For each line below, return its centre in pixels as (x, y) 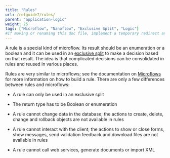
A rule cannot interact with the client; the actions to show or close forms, (88, 129)
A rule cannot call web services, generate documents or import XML (84, 150)
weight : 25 (17, 24)
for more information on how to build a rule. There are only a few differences (85, 79)
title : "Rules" (21, 10)
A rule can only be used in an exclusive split (58, 94)
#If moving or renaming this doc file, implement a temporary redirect (82, 33)
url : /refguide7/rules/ (30, 15)
